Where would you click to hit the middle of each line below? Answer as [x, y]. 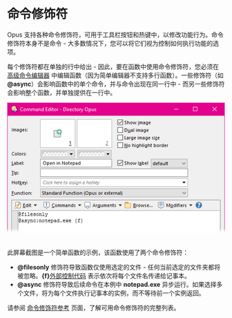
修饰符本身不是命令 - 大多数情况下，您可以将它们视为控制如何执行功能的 [110, 43]
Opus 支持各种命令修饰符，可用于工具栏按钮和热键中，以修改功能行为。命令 [115, 35]
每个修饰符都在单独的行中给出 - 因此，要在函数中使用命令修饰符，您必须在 [113, 66]
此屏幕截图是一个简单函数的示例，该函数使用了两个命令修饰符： [98, 252]
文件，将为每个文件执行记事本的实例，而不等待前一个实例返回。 [114, 293]
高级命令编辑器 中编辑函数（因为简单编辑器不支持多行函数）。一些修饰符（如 [115, 75]
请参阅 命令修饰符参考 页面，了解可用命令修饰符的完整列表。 [94, 308]
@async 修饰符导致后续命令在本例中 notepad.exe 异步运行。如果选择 [117, 285]
